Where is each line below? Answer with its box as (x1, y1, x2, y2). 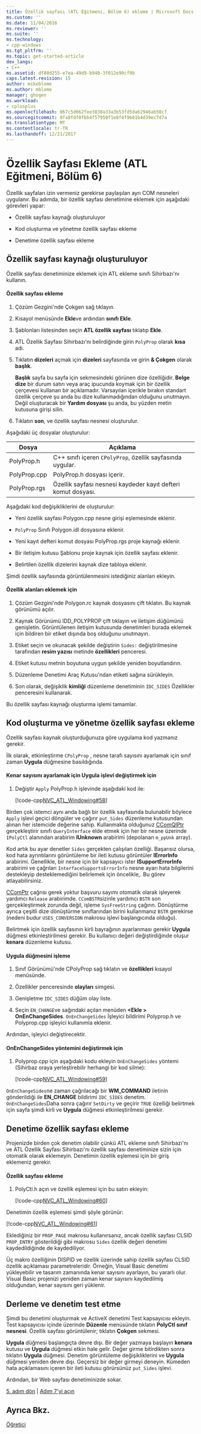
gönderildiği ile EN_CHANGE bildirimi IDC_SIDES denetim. (6, 1094, 146, 1101)
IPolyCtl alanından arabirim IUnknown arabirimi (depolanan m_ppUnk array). (6, 834, 193, 841)
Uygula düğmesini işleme (6, 952, 71, 959)
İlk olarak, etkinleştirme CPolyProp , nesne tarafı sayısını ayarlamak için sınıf (6, 752, 191, 759)
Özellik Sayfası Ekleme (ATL (6, 157, 148, 170)
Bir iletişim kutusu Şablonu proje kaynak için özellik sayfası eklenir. (14, 549, 179, 556)
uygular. (53, 460, 76, 469)
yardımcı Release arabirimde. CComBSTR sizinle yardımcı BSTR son (6, 895, 161, 902)
